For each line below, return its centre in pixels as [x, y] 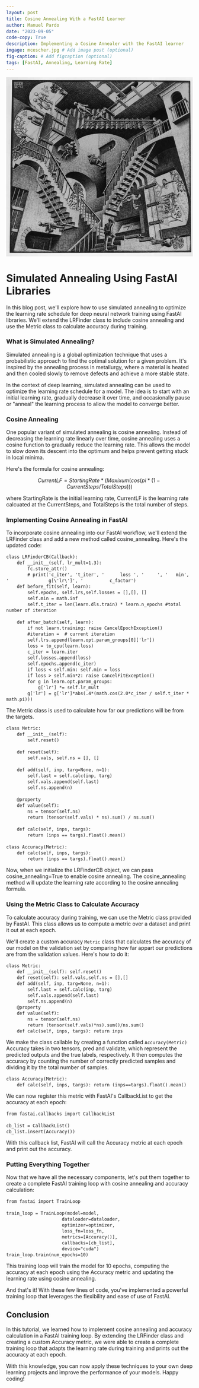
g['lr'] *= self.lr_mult [68, 688]
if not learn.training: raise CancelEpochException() [95, 628]
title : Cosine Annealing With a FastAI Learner [66, 19]
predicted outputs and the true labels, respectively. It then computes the [94, 1054]
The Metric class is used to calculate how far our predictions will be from [95, 711]
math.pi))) [20, 700]
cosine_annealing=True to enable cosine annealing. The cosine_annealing [96, 876]
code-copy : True [26, 38]
